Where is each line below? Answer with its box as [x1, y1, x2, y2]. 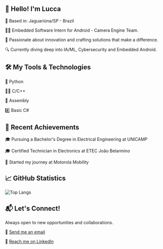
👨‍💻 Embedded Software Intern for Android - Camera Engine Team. [5, 27, 139, 33]
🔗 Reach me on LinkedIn [5, 239, 54, 245]
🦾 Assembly [5, 97, 29, 103]
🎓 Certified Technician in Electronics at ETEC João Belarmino [5, 148, 130, 154]
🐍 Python [5, 79, 23, 84]
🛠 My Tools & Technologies [5, 63, 91, 71]
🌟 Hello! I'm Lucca [5, 5, 61, 13]
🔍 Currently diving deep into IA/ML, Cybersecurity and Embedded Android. [5, 46, 157, 52]
